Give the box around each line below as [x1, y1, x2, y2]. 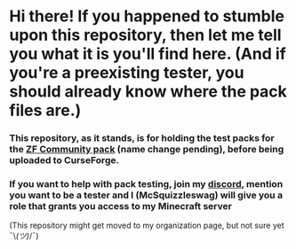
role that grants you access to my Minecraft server [9, 200, 233, 213]
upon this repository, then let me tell [9, 25, 282, 45]
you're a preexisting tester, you [9, 63, 244, 83]
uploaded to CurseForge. [9, 154, 120, 167]
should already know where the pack [9, 82, 287, 102]
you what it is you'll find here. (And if [9, 44, 286, 64]
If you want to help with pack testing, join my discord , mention [9, 178, 284, 191]
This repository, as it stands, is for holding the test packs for [9, 132, 275, 144]
